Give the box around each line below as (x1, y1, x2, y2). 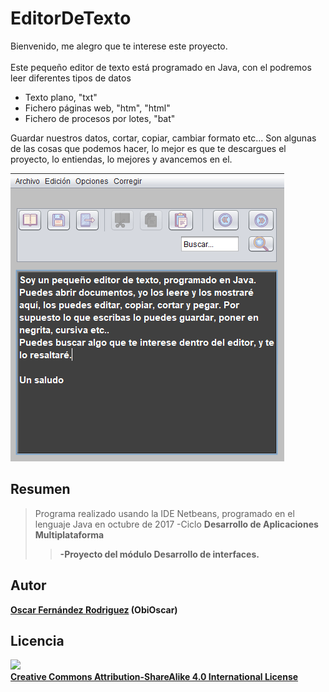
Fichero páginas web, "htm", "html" (24, 102, 171, 114)
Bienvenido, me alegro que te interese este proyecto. (10, 40, 228, 52)
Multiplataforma (34, 528, 105, 541)
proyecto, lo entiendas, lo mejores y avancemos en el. (10, 153, 233, 165)
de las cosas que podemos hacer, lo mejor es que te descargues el (10, 142, 287, 154)
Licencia (10, 632, 65, 649)
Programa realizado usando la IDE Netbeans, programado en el (34, 507, 295, 519)
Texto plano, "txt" (24, 91, 98, 103)
